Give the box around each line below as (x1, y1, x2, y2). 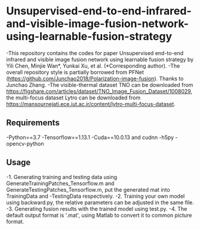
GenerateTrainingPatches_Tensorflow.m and (6, 180, 115, 187)
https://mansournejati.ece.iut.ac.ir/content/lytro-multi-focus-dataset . (6, 100, 176, 107)
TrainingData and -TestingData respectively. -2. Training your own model (6, 192, 185, 199)
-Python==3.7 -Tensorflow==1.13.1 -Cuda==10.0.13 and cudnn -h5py (6, 134, 174, 141)
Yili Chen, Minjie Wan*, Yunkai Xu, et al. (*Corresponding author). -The (6, 62, 180, 69)
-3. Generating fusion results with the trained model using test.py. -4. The (6, 205, 187, 212)
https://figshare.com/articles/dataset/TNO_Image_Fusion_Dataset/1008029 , (6, 87, 193, 95)
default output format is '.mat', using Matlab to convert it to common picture (6, 211, 192, 219)
